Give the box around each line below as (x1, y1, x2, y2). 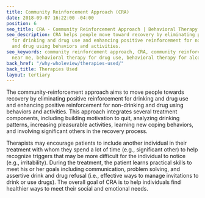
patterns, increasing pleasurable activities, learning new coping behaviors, (6, 121, 194, 129)
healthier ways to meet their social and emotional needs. (6, 185, 148, 192)
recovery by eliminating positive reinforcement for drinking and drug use (6, 95, 189, 102)
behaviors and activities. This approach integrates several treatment (6, 108, 178, 115)
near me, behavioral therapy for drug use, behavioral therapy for (12, 55, 187, 61)
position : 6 (6, 20, 37, 26)
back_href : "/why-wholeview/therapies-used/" (6, 60, 124, 66)
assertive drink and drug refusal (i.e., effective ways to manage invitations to (6, 172, 199, 180)
